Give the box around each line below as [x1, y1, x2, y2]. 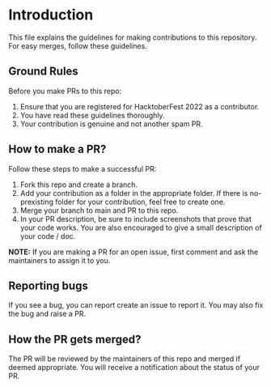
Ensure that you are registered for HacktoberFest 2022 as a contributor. [19, 101, 260, 111]
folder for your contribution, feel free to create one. [55, 197, 226, 206]
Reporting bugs [8, 279, 89, 292]
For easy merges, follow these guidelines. [8, 40, 147, 50]
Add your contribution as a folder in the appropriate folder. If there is [19, 188, 248, 198]
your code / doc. [19, 231, 76, 240]
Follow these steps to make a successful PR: [8, 164, 157, 173]
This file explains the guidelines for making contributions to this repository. [8, 32, 257, 42]
